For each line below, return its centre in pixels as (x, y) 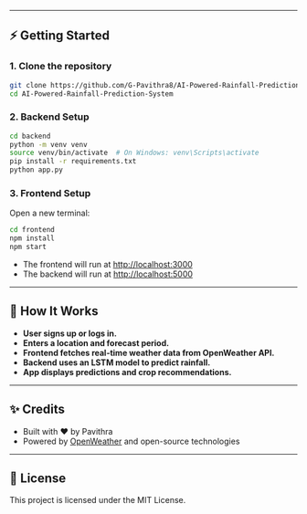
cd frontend (32, 230)
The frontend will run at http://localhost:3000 (108, 265)
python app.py (37, 170)
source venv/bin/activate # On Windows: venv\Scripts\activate (134, 153)
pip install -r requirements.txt (73, 162)
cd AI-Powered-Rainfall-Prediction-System (91, 94)
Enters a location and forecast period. (96, 342)
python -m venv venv (49, 144)
